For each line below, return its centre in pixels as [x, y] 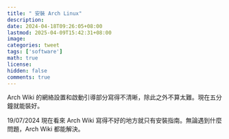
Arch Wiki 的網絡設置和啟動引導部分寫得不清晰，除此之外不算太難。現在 [109, 97]
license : [20, 64]
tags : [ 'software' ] [35, 52]
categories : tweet [33, 45]
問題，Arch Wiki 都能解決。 [46, 129]
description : [26, 20]
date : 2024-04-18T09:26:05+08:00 [55, 26]
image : [16, 39]
